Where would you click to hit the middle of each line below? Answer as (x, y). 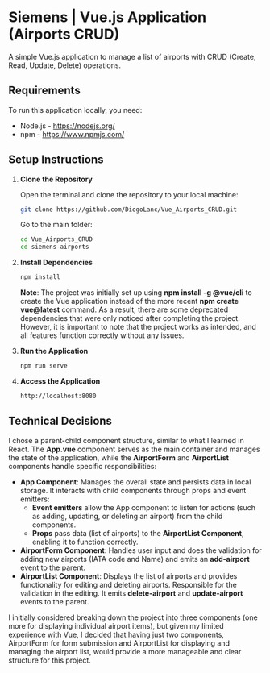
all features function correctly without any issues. (102, 335)
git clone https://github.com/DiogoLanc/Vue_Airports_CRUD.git (129, 210)
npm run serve (44, 366)
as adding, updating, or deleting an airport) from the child (127, 516)
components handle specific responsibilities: (83, 466)
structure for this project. (50, 660)
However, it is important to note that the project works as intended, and (138, 327)
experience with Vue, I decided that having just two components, (116, 634)
